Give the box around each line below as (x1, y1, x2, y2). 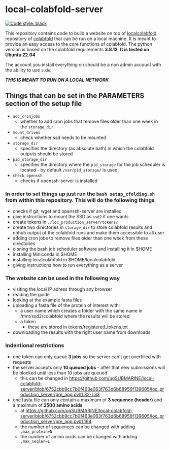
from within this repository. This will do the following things (5, 196, 155, 203)
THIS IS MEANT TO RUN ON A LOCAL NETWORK (5, 77, 109, 83)
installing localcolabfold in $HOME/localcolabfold (12, 257, 116, 263)
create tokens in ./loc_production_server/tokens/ (12, 219, 118, 225)
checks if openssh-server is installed (20, 178, 98, 184)
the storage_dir (20, 123, 54, 130)
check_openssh (12, 173, 43, 178)
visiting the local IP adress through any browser (12, 286, 113, 292)
